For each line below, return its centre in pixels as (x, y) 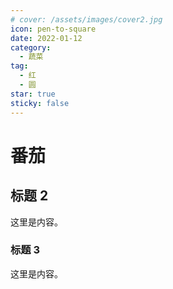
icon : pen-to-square (53, 29)
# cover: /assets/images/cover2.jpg (86, 19)
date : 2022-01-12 (46, 38)
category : (31, 47)
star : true (33, 94)
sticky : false (40, 103)
